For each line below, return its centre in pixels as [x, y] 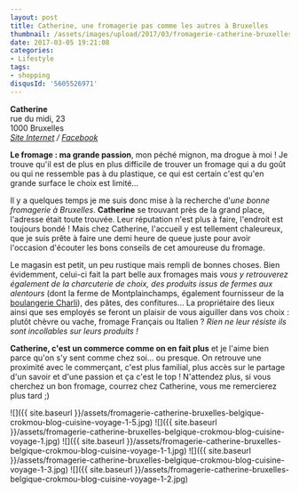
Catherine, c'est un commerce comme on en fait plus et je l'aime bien [140, 348]
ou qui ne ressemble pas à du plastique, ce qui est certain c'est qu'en [137, 174]
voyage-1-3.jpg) [39, 469]
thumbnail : [30, 34]
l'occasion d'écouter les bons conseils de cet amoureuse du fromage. [138, 247]
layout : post [34, 17]
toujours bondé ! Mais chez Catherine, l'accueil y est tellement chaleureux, [146, 229]
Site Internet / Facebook [54, 137]
